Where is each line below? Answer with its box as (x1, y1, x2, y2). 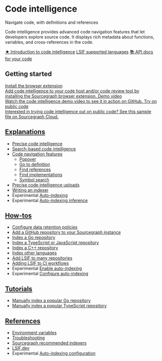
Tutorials (5, 285, 32, 293)
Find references (19, 166, 51, 172)
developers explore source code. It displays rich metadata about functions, (5, 34, 155, 40)
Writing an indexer (12, 187, 49, 193)
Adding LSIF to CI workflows (12, 261, 69, 266)
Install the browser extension (5, 82, 63, 88)
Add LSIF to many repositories (12, 255, 73, 261)
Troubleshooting (12, 335, 45, 341)
